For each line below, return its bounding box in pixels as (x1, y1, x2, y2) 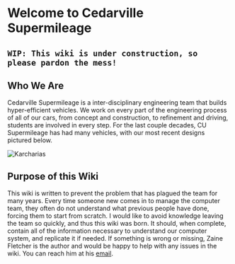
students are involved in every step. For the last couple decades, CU (7, 121, 207, 130)
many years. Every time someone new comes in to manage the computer (7, 197, 221, 205)
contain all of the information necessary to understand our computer (7, 226, 207, 235)
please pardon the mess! (7, 57, 117, 68)
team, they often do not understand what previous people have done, (7, 204, 210, 213)
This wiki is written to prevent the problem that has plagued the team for (7, 189, 218, 197)
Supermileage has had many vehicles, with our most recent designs (7, 129, 205, 137)
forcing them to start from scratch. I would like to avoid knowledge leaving (7, 212, 224, 220)
